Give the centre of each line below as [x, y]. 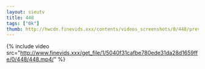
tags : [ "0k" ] [23, 23]
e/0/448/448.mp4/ [30, 59]
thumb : [15, 29]
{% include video [28, 46]
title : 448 [20, 18]
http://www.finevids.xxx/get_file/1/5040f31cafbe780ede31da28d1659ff [109, 53]
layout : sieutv [26, 12]
